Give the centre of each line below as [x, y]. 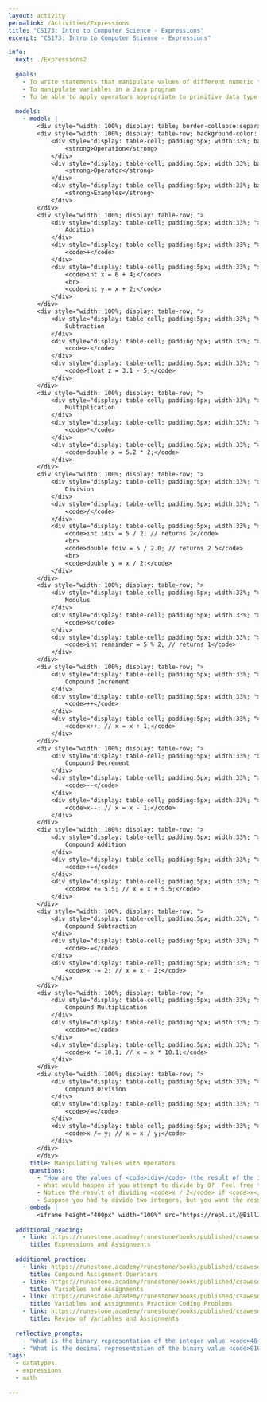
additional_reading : [49, 1230]
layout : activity [37, 16]
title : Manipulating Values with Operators [103, 1163]
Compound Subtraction [101, 926]
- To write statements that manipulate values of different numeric [138, 82]
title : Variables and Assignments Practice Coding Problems [131, 1304]
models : [28, 112]
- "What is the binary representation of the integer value [124, 1341]
